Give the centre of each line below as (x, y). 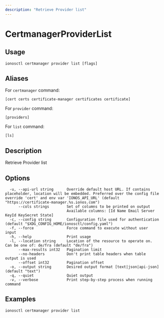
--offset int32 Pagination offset (61, 263)
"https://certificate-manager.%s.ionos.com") (52, 202)
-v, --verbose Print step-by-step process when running (81, 280)
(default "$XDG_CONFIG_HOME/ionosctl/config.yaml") (59, 224)
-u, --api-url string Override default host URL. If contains (80, 190)
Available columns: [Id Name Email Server (110, 211)
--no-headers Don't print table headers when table (82, 254)
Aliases (17, 79)
